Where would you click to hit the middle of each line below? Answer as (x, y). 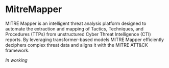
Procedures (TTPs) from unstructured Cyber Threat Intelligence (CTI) (78, 34)
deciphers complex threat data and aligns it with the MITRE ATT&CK (77, 45)
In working (17, 60)
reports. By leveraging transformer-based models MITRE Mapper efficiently (85, 40)
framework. (17, 50)
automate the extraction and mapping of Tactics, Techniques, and (75, 28)
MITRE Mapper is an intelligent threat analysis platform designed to (76, 23)
